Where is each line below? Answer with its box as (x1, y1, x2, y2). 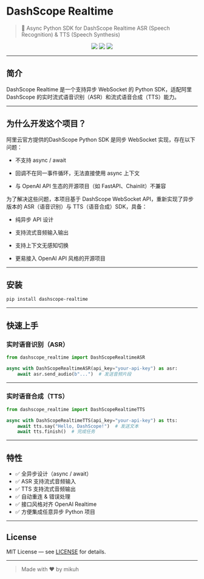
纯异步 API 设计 (15, 216, 54, 223)
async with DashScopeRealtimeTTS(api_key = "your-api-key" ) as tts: (6, 417, 178, 424)
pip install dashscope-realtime (6, 297, 88, 303)
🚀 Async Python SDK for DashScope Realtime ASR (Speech (21, 24, 170, 32)
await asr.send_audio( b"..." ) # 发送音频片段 (17, 371, 132, 377)
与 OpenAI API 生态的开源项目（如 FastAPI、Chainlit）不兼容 (15, 182, 166, 189)
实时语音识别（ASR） (6, 340, 69, 348)
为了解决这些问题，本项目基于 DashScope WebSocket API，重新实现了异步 (6, 195, 194, 202)
